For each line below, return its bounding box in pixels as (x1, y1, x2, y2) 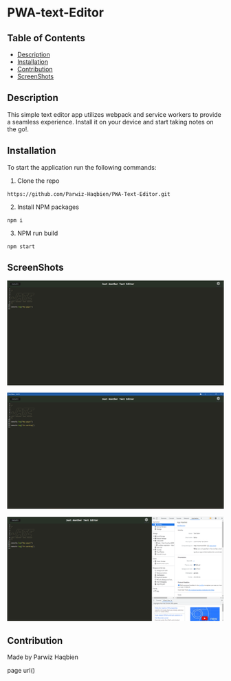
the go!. (7, 125, 29, 133)
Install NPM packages (16, 203, 79, 211)
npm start (7, 243, 36, 250)
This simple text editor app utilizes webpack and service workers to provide (7, 110, 221, 118)
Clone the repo (16, 177, 60, 185)
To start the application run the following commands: (7, 163, 157, 171)
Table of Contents (7, 32, 86, 44)
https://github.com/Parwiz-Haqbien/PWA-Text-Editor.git (7, 190, 170, 197)
